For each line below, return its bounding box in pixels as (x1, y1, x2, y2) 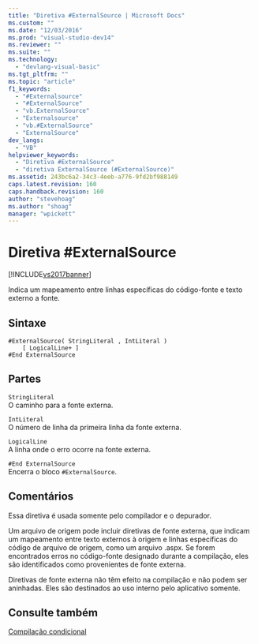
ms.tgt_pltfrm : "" (8, 70, 69, 78)
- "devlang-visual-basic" (15, 63, 101, 71)
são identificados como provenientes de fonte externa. (8, 560, 186, 569)
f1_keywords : (8, 84, 51, 93)
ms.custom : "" (8, 19, 55, 27)
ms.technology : (8, 56, 58, 64)
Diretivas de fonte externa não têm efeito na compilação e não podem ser (8, 575, 248, 584)
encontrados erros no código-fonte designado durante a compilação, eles (8, 551, 249, 560)
